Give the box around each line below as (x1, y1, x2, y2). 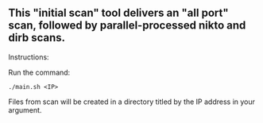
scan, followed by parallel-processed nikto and (8, 19, 246, 33)
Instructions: (8, 52, 49, 62)
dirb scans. (8, 31, 66, 44)
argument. (8, 105, 42, 114)
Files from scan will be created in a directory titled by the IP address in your (8, 97, 256, 106)
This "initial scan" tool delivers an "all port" (8, 6, 229, 20)
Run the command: (8, 67, 71, 77)
